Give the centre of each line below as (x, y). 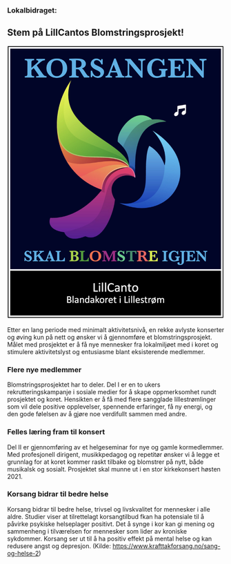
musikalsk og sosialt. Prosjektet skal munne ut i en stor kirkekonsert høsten (114, 469)
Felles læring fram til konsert (56, 432)
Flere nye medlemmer (44, 369)
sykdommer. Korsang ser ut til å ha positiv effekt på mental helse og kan (110, 538)
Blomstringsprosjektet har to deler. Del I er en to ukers (84, 385)
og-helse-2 (23, 553)
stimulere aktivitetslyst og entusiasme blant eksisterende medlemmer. (106, 351)
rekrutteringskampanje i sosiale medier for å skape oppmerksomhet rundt (112, 392)
